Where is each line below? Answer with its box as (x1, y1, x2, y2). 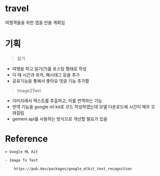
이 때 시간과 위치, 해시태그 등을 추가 (12, 71, 80, 78)
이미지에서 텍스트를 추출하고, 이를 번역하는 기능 (12, 98, 102, 104)
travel (5, 3, 29, 14)
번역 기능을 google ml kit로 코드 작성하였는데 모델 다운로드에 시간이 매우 (12, 104, 150, 109)
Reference (5, 133, 48, 144)
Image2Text (17, 88, 41, 93)
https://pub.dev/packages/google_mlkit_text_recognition (14, 166, 132, 171)
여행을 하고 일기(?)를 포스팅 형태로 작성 (12, 66, 87, 71)
